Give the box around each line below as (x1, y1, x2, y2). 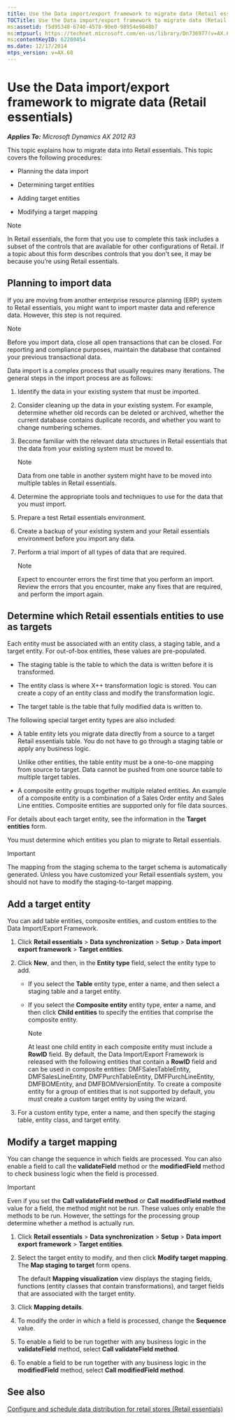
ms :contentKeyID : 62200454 (7, 36, 86, 43)
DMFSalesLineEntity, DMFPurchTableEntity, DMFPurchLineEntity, (27, 1072, 215, 1081)
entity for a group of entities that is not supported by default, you (27, 1088, 215, 1096)
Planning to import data (7, 277, 112, 289)
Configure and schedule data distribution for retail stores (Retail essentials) (7, 1405, 224, 1413)
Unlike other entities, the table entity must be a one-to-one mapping (17, 758, 214, 766)
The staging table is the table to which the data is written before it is (17, 661, 213, 669)
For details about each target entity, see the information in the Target (7, 815, 206, 823)
